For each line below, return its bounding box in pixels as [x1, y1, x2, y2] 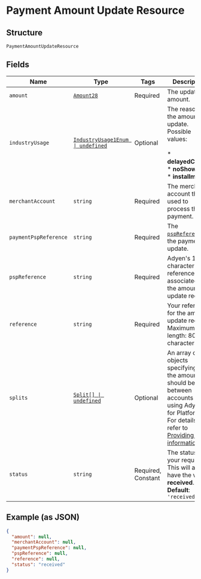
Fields [6, 59, 30, 70]
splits [9, 394, 28, 401]
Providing [167, 431, 194, 439]
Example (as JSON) [6, 512, 80, 523]
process [167, 205, 190, 213]
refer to [167, 424, 188, 432]
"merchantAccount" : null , [11, 539, 77, 545]
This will [167, 463, 190, 472]
